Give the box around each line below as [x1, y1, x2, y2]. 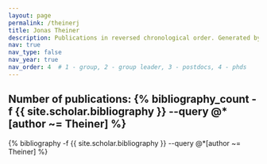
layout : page [8, 11, 52, 20]
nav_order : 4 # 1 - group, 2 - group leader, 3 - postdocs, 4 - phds [8, 63, 247, 71]
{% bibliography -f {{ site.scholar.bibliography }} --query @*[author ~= [8, 138, 241, 147]
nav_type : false [8, 48, 62, 56]
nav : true [8, 41, 41, 49]
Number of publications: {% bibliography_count [8, 93, 250, 106]
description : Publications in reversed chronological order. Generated [8, 33, 250, 42]
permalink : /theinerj [8, 19, 80, 27]
